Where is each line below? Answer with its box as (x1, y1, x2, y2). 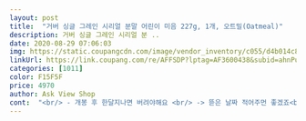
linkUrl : (9, 55, 43, 65)
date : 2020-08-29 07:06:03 (9, 38, 112, 48)
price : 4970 (9, 81, 55, 90)
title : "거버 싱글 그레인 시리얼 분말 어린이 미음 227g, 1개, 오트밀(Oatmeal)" (9, 22, 284, 31)
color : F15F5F (9, 73, 64, 82)
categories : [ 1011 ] (9, 65, 84, 74)
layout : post (9, 13, 59, 23)
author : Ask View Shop (9, 89, 96, 98)
